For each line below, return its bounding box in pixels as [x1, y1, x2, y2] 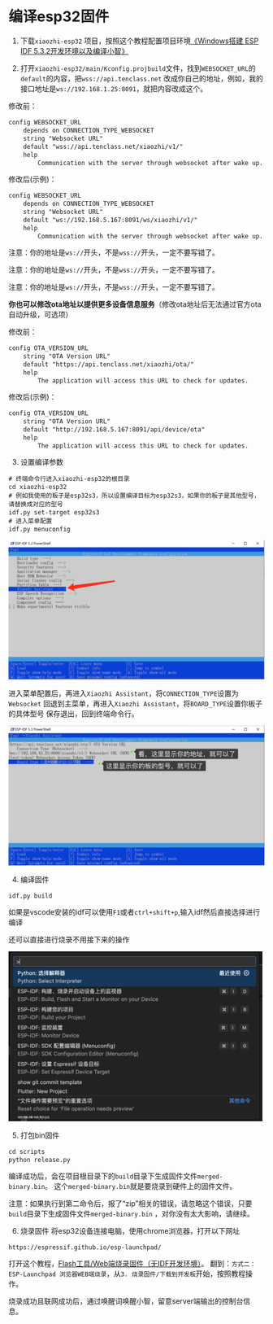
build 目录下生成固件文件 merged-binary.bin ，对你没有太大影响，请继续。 [8, 1208, 254, 1218]
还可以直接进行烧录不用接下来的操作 [8, 935, 130, 945]
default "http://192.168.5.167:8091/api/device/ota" [23, 425, 206, 434]
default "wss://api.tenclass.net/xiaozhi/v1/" [23, 142, 184, 151]
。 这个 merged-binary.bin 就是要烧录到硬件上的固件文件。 [44, 1181, 237, 1191]
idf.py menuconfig [8, 525, 71, 533]
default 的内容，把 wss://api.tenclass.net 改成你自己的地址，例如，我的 [19, 73, 264, 83]
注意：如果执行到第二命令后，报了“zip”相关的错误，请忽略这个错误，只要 [8, 1198, 253, 1208]
